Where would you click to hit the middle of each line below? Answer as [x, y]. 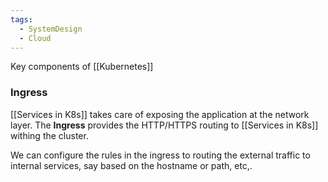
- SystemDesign [51, 29]
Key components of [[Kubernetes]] [82, 67]
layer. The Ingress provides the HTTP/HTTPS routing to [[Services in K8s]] [164, 125]
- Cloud [35, 38]
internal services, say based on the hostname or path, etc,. [131, 165]
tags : [21, 19]
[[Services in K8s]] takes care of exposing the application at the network [160, 114]
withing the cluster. [49, 135]
